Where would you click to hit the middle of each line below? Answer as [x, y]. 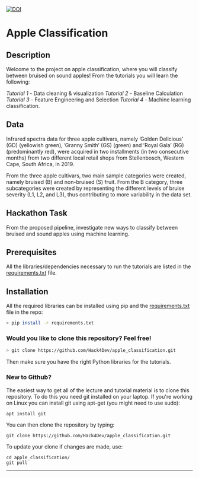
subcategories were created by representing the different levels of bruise [95, 188]
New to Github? [29, 377]
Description [28, 55]
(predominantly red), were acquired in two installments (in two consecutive [97, 151]
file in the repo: [25, 312]
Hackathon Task [37, 213]
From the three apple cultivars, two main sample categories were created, [96, 176]
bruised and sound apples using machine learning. [68, 234]
